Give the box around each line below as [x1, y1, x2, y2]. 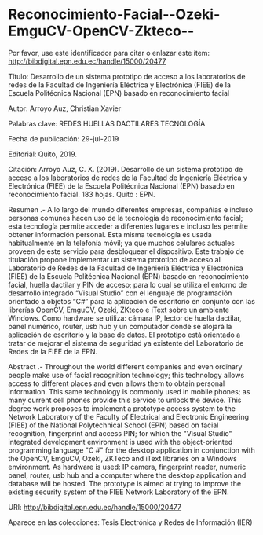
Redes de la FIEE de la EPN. [8, 346, 98, 356]
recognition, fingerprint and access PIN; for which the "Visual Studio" [8, 428, 233, 438]
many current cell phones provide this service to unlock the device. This [8, 395, 242, 405]
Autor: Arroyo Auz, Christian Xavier [8, 104, 122, 113]
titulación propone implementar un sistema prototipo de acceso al [8, 255, 221, 264]
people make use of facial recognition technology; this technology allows [8, 370, 245, 379]
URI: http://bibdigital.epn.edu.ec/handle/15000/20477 [8, 502, 182, 511]
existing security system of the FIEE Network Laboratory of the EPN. [8, 487, 229, 497]
